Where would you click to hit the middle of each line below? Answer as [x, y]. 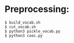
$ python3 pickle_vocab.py [33, 31]
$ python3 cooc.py [24, 35]
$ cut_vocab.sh [20, 27]
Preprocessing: [37, 9]
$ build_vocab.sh [23, 22]
